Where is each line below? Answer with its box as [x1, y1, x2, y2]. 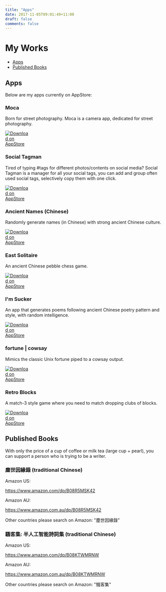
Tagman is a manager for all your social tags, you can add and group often [5, 170, 158, 176]
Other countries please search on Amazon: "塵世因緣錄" [5, 517, 120, 523]
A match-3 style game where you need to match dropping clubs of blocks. [5, 400, 158, 406]
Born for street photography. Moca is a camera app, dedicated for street [5, 115, 153, 122]
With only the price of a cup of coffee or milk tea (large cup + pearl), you [5, 448, 154, 454]
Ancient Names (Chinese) [5, 208, 69, 215]
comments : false [5, 21, 39, 26]
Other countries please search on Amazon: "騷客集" [5, 582, 111, 588]
